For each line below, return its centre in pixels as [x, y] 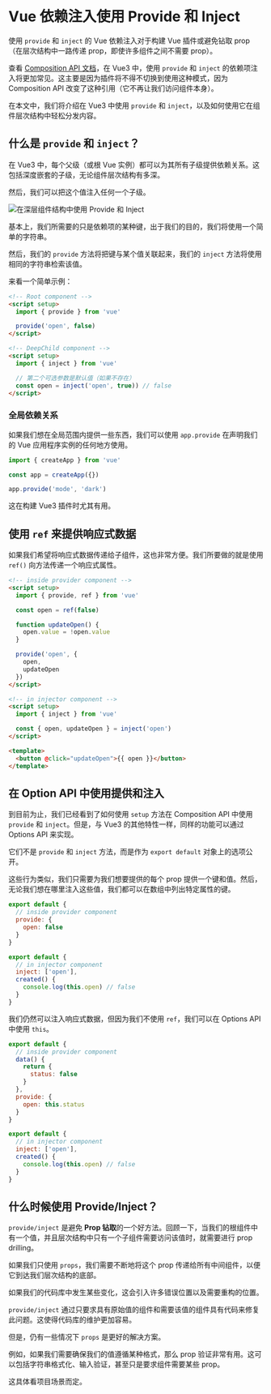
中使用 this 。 [31, 1028]
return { [38, 1067]
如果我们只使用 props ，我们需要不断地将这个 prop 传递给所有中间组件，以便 [135, 1265]
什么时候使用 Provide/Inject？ [83, 1206]
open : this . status [54, 1104]
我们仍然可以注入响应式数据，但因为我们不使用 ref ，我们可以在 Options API [135, 1019]
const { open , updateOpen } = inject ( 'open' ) [94, 729]
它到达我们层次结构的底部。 [55, 1275]
